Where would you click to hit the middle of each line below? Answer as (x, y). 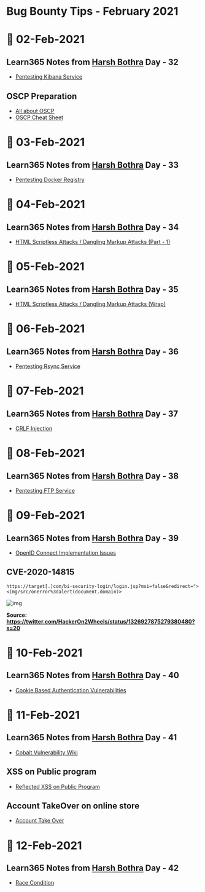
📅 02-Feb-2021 (45, 40)
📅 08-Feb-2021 (45, 453)
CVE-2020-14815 (41, 572)
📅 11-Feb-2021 (43, 715)
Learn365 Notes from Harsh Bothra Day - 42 (93, 868)
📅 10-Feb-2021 (44, 653)
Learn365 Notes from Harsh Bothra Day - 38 (93, 476)
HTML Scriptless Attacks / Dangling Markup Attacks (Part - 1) (93, 242)
